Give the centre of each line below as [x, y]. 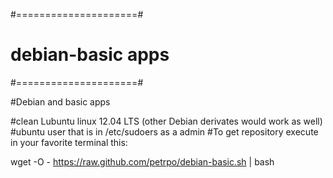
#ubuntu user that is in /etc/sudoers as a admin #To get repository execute [164, 131]
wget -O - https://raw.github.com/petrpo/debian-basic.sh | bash [142, 161]
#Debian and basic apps [60, 101]
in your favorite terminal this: [69, 142]
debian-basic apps [90, 55]
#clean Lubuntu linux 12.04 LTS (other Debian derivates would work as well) [166, 121]
